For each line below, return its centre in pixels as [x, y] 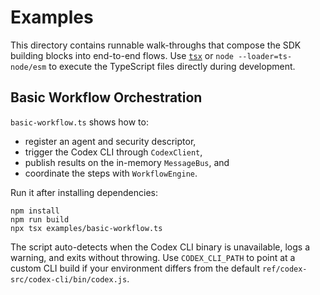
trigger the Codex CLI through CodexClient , [113, 152]
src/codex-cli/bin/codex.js [69, 279]
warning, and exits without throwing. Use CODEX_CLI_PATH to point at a [153, 257]
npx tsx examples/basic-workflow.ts [86, 228]
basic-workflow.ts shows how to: [79, 122]
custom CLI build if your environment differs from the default [135, 268]
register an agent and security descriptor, [110, 141]
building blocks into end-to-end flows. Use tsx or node [122, 55]
